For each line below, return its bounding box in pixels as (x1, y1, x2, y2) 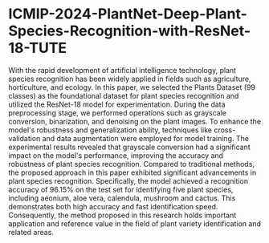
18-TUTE (8, 39, 67, 57)
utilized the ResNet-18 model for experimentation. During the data (8, 99, 226, 109)
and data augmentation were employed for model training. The (42, 133, 249, 143)
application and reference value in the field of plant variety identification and (8, 218, 261, 229)
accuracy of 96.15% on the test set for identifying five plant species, (8, 184, 234, 194)
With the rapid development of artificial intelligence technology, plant (8, 65, 237, 75)
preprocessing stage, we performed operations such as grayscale (8, 107, 227, 117)
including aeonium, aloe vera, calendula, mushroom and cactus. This (8, 193, 236, 203)
